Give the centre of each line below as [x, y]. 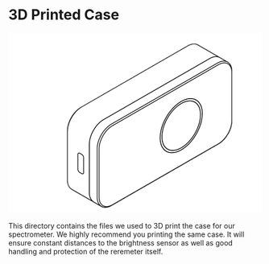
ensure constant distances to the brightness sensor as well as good [121, 243]
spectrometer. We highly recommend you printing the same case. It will [126, 234]
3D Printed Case [64, 15]
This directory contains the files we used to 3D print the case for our [122, 226]
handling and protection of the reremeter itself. [86, 252]
